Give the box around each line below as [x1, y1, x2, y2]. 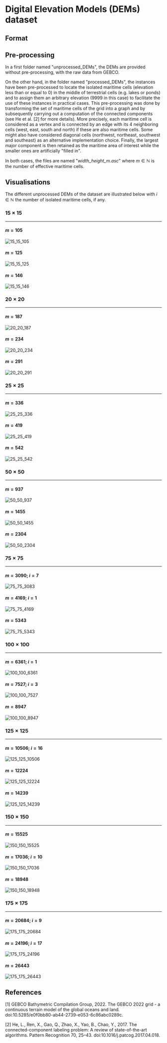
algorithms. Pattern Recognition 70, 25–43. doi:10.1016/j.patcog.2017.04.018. [5, 1032, 161, 1038]
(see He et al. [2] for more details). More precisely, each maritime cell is [5, 116, 152, 122]
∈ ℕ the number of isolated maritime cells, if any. [5, 197, 106, 203]
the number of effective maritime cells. [5, 164, 84, 170]
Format [5, 34, 28, 42]
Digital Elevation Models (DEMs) [5, 3, 141, 15]
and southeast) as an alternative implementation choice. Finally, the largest [5, 137, 159, 143]
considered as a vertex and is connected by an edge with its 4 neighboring [5, 121, 159, 128]
